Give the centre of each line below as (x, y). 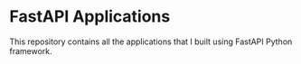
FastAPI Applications (90, 17)
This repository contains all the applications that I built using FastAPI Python (151, 41)
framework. (31, 50)
